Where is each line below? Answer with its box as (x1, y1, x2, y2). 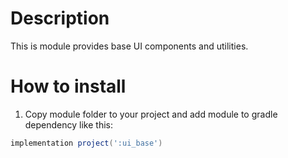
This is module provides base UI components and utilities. (10, 40, 249, 52)
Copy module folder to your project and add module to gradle (24, 108, 278, 120)
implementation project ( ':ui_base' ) (10, 138, 163, 148)
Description (10, 7, 110, 30)
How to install (10, 75, 127, 98)
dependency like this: (24, 118, 113, 131)
